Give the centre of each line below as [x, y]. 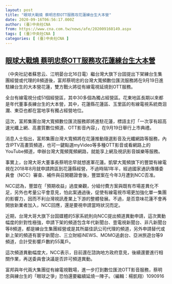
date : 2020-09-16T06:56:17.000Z [40, 19]
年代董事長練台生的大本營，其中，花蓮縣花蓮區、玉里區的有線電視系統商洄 [88, 104]
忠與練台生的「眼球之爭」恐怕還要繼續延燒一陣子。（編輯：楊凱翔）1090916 [85, 276]
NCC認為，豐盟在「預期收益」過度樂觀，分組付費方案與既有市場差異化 [80, 186]
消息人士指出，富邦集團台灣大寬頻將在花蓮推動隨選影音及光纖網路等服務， [84, 138]
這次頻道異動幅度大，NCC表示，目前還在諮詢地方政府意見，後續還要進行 [82, 252]
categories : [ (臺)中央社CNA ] [37, 39]
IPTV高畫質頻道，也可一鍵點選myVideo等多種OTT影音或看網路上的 [80, 145]
